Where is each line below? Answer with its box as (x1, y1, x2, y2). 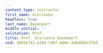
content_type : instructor (5, 7, 60, 13)
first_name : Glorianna (5, 12, 53, 17)
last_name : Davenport (5, 21, 51, 27)
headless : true (5, 17, 37, 22)
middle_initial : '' (5, 26, 46, 31)
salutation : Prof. (5, 31, 44, 36)
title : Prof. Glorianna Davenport (5, 36, 78, 41)
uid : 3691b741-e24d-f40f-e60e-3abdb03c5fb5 (5, 40, 98, 45)
